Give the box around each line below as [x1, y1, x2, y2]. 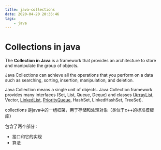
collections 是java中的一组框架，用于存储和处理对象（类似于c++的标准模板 [5, 107, 154, 113]
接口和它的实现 [12, 134, 42, 140]
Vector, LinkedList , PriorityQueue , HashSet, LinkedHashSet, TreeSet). [5, 97, 143, 103]
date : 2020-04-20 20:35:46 [5, 12, 59, 17]
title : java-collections [5, 7, 55, 12]
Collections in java [5, 42, 81, 52]
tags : [5, 16, 16, 21]
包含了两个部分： [5, 123, 39, 129]
